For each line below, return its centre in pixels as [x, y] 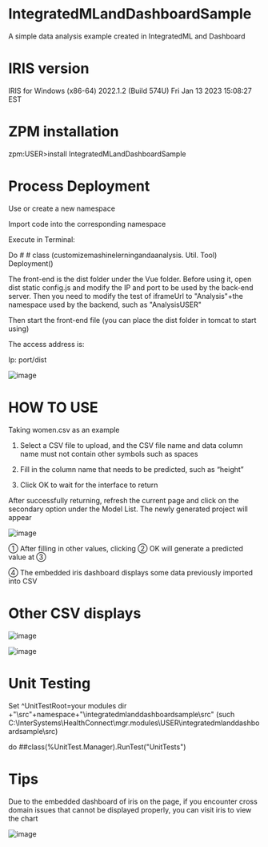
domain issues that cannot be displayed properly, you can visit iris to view [130, 809]
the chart [23, 818]
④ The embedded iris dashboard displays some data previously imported [131, 572]
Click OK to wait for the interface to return [89, 485]
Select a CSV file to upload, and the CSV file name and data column [131, 445]
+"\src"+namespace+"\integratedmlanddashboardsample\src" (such [122, 714]
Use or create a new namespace [62, 208]
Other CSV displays [75, 613]
